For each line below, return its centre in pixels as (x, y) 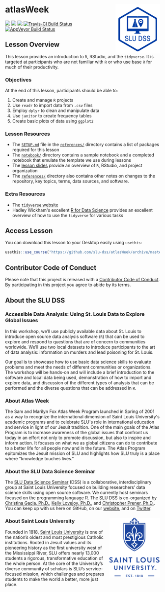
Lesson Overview (32, 45)
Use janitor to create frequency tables (52, 116)
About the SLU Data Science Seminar (50, 472)
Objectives (18, 79)
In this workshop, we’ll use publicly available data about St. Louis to (73, 331)
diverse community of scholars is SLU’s (45, 568)
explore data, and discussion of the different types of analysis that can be (80, 383)
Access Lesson (29, 231)
